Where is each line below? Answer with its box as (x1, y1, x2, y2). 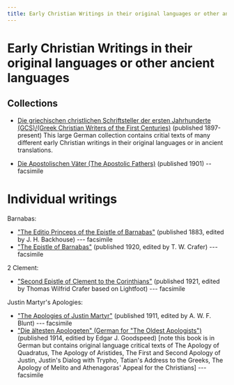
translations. (17, 146, 54, 154)
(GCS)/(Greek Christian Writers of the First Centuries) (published (17, 123, 203, 132)
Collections (7, 98, 58, 110)
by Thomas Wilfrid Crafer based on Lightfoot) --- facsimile (17, 284, 186, 293)
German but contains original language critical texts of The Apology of (17, 341, 219, 349)
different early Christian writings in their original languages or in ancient (17, 138, 224, 146)
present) (17, 130, 42, 139)
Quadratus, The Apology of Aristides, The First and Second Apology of (17, 348, 221, 356)
